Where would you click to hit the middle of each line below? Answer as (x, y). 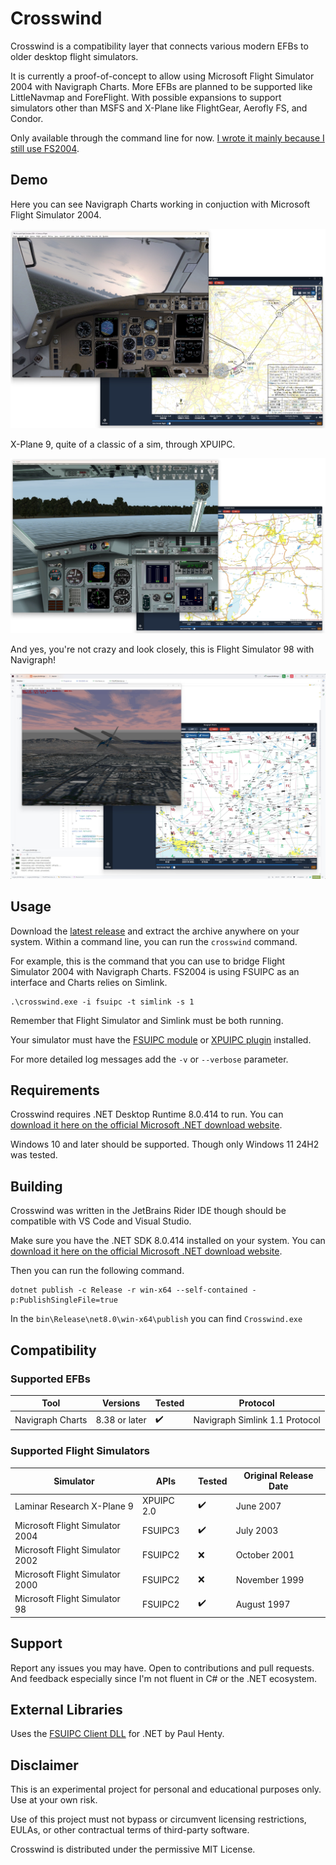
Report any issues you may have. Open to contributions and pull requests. (162, 1668)
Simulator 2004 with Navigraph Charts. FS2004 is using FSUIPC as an (155, 971)
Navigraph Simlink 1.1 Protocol (257, 1420)
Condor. (27, 118)
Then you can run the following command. (97, 1271)
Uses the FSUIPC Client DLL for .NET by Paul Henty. (117, 1734)
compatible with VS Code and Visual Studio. (101, 1221)
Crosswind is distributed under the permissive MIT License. (133, 1849)
